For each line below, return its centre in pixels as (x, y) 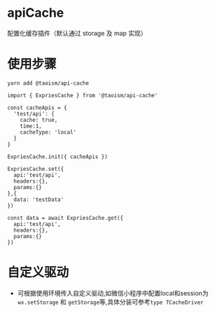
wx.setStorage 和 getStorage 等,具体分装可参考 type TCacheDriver (111, 302)
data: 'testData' (39, 200)
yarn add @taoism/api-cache (48, 83)
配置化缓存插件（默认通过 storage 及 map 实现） (77, 33)
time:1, (31, 126)
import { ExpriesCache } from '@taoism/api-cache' (83, 95)
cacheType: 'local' (48, 132)
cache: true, (39, 120)
